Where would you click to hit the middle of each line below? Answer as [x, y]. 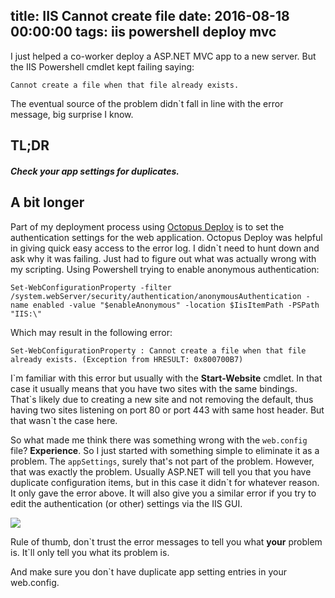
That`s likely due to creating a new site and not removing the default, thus [162, 399]
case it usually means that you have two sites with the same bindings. [154, 388]
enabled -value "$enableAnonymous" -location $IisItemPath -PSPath [176, 305]
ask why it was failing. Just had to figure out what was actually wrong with [163, 258]
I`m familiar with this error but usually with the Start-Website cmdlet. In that [166, 378]
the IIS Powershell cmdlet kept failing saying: [102, 66]
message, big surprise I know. [72, 114]
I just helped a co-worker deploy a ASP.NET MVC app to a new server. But [163, 56]
